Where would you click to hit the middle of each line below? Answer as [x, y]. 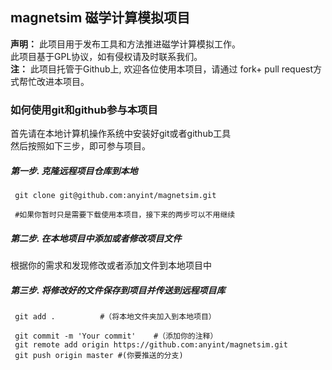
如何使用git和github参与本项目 [84, 110]
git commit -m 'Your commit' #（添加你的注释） [116, 336]
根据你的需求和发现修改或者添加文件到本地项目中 [111, 265]
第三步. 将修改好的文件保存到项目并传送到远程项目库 [118, 290]
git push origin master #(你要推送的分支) [99, 356]
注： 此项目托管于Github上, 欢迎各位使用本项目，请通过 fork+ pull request [162, 69]
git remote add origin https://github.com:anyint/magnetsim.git [151, 345]
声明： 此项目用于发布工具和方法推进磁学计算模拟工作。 [125, 44]
